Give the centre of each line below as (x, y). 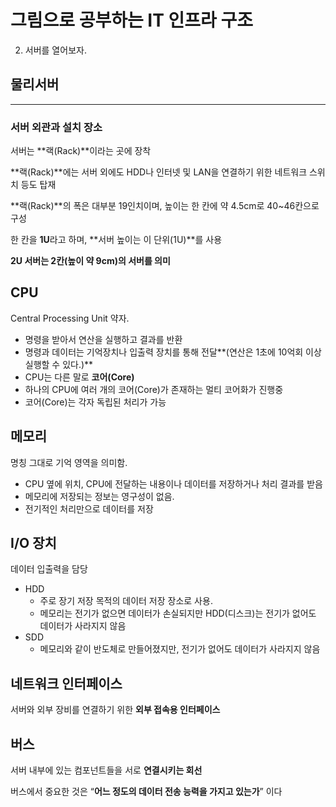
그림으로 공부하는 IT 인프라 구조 (131, 20)
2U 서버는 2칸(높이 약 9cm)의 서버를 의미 (90, 261)
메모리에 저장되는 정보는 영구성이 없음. (99, 496)
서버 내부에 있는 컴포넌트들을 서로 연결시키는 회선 (106, 770)
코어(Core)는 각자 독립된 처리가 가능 (95, 402)
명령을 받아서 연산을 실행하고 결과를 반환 (103, 339)
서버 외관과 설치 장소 (56, 127)
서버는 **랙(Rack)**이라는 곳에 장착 (81, 151)
